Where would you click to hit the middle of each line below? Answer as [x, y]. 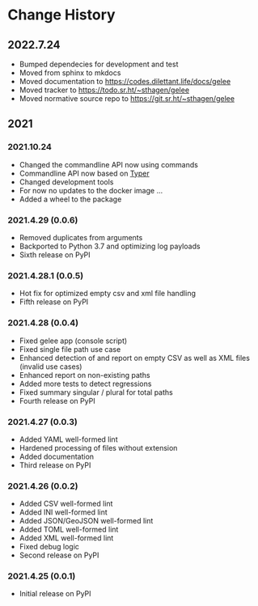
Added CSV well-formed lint [66, 504]
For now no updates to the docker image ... [91, 190]
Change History [61, 15]
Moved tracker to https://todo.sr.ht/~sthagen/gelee [104, 90]
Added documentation [57, 456]
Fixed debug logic [49, 547]
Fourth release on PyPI [57, 400]
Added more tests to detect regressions [85, 384]
